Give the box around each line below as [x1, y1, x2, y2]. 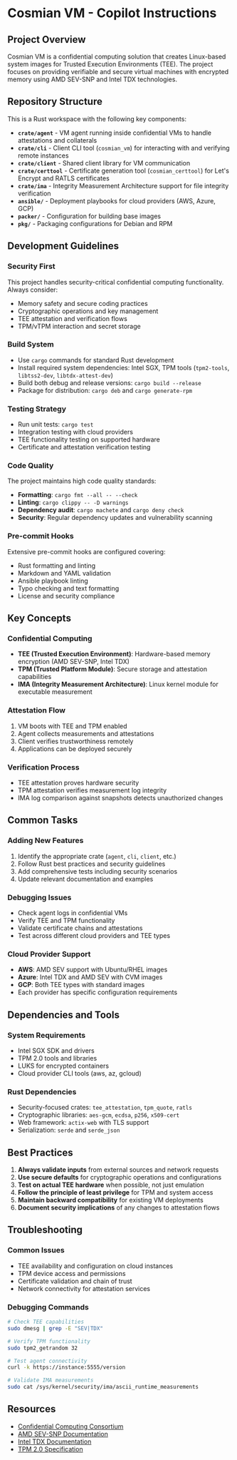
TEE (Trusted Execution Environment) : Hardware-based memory [17, 650, 211, 658]
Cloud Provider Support [7, 949, 91, 959]
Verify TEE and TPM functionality [17, 916, 115, 924]
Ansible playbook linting [17, 576, 88, 585]
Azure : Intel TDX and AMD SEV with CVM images [17, 973, 163, 981]
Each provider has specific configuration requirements [17, 988, 178, 996]
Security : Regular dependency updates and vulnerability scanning [17, 514, 213, 522]
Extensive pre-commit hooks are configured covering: [7, 547, 166, 556]
